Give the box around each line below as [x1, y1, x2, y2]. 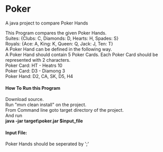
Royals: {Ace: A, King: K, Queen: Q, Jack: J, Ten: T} [5, 40, 113, 46]
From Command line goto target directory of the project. [5, 107, 124, 113]
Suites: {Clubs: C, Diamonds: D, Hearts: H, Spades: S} [5, 35, 119, 41]
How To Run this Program [5, 85, 60, 91]
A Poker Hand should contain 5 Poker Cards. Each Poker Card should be [5, 52, 158, 58]
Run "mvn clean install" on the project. [5, 102, 87, 108]
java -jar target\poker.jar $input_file [5, 118, 83, 124]
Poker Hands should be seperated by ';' [5, 141, 89, 147]
